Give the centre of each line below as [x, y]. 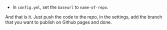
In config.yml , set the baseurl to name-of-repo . [60, 7]
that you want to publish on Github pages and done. [58, 22]
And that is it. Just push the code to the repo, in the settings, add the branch [84, 17]
